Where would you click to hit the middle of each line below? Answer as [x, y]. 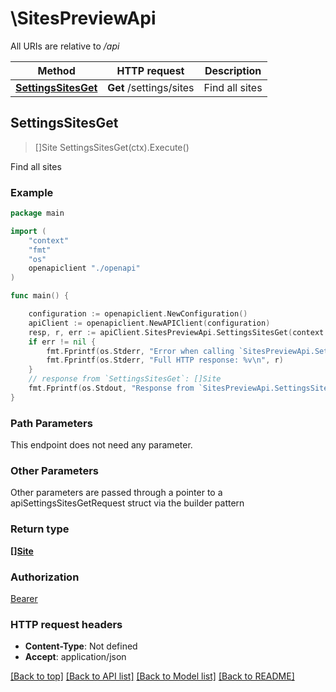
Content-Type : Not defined [81, 646]
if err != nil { [62, 342]
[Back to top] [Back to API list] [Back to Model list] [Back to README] [152, 676]
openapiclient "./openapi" [84, 268]
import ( [28, 231]
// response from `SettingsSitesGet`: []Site [125, 379]
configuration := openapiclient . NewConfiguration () [138, 314]
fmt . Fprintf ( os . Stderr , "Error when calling [140, 351]
